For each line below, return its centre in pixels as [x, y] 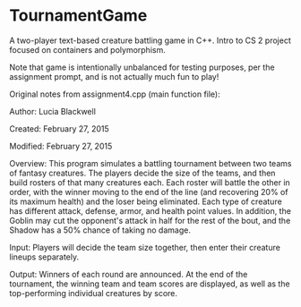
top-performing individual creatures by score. [93, 293]
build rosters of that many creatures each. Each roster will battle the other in [150, 182]
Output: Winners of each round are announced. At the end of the [129, 274]
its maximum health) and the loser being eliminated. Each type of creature [146, 201]
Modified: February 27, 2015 [61, 146]
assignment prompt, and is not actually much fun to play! [114, 76]
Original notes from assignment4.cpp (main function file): [115, 94]
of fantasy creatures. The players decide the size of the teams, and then [142, 173]
